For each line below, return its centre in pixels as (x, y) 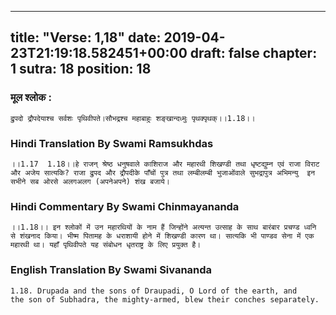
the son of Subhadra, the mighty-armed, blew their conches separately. (165, 299)
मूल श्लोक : (31, 98)
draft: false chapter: (253, 53)
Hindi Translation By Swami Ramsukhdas (112, 143)
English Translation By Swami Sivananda (111, 270)
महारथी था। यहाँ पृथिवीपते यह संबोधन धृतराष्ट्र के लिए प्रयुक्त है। (106, 245)
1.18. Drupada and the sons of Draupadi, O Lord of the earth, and (154, 291)
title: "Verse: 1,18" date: (86, 37)
